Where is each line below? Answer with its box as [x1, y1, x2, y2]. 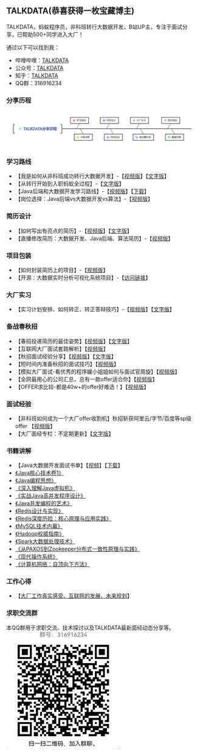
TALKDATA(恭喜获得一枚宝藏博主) [6, 5, 135, 16]
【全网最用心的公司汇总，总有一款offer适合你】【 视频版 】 [15, 375, 158, 382]
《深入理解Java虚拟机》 [15, 485, 76, 492]
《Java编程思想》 [15, 477, 57, 484]
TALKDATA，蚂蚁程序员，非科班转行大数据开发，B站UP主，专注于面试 [6, 23, 182, 30]
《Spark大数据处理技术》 [15, 538, 75, 545]
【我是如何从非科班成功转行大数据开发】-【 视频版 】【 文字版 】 [15, 172, 170, 180]
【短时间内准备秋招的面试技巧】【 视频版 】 [15, 360, 120, 367]
